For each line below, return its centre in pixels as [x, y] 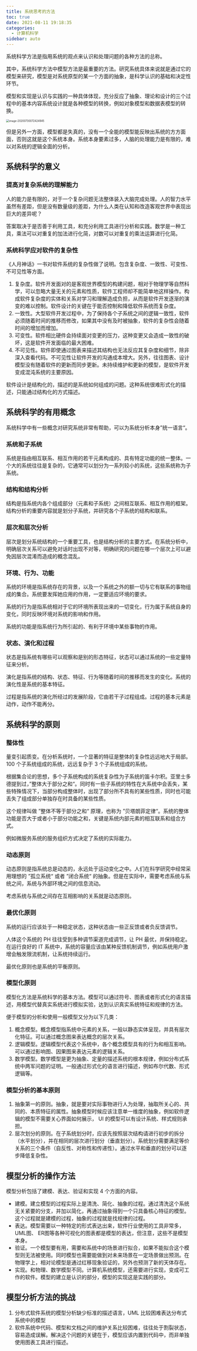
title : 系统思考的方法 [31, 11]
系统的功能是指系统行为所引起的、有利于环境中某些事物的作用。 [83, 626]
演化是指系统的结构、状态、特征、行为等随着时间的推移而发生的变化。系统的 [98, 677]
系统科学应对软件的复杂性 [42, 250]
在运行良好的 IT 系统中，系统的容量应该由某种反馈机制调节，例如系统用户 [95, 946]
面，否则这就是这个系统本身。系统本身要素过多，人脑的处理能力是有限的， [96, 139]
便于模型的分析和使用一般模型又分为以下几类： [62, 1017]
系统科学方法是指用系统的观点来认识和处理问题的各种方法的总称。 [86, 56]
